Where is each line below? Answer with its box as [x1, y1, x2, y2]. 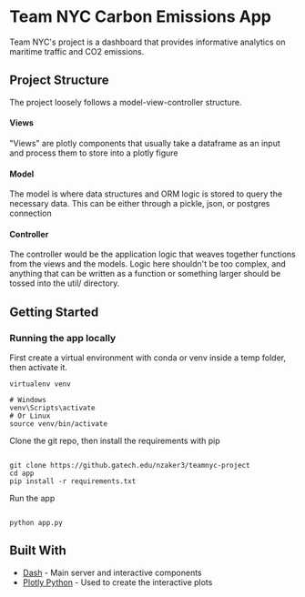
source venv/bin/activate [9, 420, 107, 429]
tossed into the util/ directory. [9, 278, 120, 288]
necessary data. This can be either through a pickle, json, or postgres [9, 198, 270, 209]
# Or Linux [9, 411, 51, 420]
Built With [9, 543, 66, 559]
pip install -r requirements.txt [9, 477, 137, 486]
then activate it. [9, 362, 68, 373]
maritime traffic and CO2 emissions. [9, 46, 145, 56]
